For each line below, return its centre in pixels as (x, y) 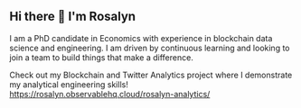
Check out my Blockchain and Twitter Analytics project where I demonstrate (151, 75)
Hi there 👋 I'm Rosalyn (73, 17)
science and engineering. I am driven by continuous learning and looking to (150, 48)
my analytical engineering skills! (69, 84)
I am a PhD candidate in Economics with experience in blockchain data (141, 38)
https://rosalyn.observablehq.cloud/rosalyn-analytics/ (110, 94)
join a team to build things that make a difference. (102, 57)
